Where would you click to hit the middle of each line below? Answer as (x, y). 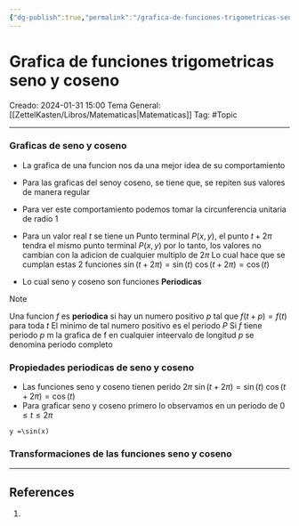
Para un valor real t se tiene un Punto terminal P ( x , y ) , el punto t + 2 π (147, 236)
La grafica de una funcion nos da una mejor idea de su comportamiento (154, 165)
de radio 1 (40, 218)
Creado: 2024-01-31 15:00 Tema (69, 105)
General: (145, 105)
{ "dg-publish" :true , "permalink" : (71, 17)
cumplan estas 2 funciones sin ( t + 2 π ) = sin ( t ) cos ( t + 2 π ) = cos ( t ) (145, 264)
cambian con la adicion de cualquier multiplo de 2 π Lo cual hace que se (154, 255)
